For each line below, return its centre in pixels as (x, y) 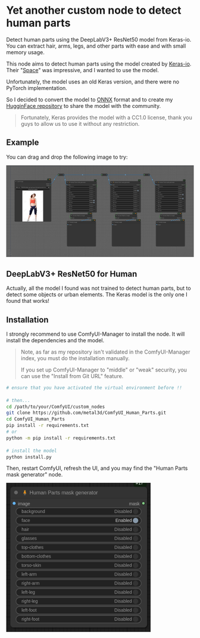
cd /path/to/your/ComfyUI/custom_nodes (56, 407)
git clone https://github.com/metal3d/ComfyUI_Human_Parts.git (86, 413)
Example (23, 143)
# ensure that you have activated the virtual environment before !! (94, 388)
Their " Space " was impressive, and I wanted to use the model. (82, 70)
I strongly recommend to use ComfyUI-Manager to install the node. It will (96, 334)
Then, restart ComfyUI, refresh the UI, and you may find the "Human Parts (97, 468)
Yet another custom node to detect (94, 10)
